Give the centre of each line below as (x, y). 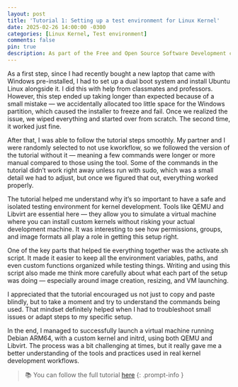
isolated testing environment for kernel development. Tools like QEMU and (116, 206)
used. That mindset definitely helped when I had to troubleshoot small (109, 309)
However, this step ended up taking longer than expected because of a (111, 96)
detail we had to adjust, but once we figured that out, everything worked (113, 177)
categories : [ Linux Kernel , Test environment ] (77, 34)
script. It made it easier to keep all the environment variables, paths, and (113, 258)
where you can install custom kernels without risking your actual (101, 221)
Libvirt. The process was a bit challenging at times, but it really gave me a (114, 345)
